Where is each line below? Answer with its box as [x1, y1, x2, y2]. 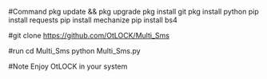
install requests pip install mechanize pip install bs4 [8, 15, 178, 25]
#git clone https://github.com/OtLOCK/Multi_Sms [8, 31, 170, 40]
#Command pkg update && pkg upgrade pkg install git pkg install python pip [8, 7, 259, 16]
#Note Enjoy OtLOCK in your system [8, 61, 128, 71]
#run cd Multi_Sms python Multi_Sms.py [8, 46, 141, 55]
